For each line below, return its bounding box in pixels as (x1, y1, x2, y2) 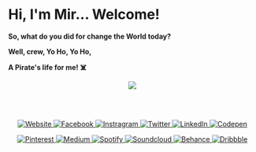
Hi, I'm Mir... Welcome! (8, 6, 160, 24)
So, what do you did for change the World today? (8, 32, 172, 41)
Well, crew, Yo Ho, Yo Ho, (8, 46, 92, 56)
